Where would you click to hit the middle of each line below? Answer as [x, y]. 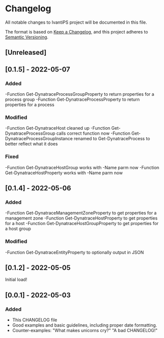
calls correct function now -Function [93, 133]
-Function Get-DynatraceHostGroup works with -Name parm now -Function [82, 167]
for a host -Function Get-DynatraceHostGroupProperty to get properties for [82, 224]
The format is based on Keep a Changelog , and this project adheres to [77, 32]
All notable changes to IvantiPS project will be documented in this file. [76, 22]
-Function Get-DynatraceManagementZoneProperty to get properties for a [81, 213]
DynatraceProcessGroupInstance [39, 139]
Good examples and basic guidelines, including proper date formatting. [84, 325]
